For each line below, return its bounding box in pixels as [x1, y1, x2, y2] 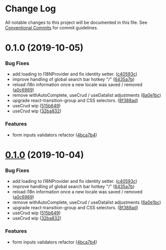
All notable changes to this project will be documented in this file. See [5, 19, 148, 25]
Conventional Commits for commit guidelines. [5, 24, 98, 30]
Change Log [5, 3, 56, 14]
